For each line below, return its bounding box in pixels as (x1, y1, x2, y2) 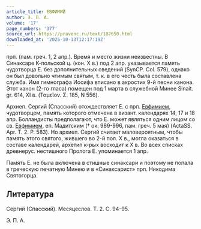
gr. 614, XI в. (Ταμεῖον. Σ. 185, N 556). (6, 91, 100, 98)
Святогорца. (6, 172, 38, 179)
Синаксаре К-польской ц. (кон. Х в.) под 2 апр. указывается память (6, 59, 181, 67)
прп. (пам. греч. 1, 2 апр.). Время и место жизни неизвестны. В (6, 53, 169, 60)
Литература (6, 189, 54, 200)
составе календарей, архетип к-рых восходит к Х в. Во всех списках (6, 141, 184, 148)
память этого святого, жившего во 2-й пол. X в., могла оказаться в (6, 135, 179, 141)
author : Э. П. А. (6, 14, 50, 20)
